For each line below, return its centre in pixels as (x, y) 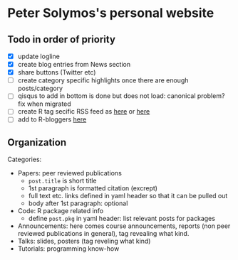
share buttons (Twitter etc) (57, 72)
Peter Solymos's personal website (111, 13)
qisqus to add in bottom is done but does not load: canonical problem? (121, 96)
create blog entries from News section (74, 65)
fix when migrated (44, 104)
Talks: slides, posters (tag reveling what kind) (84, 241)
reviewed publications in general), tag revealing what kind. (103, 234)
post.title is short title (63, 181)
